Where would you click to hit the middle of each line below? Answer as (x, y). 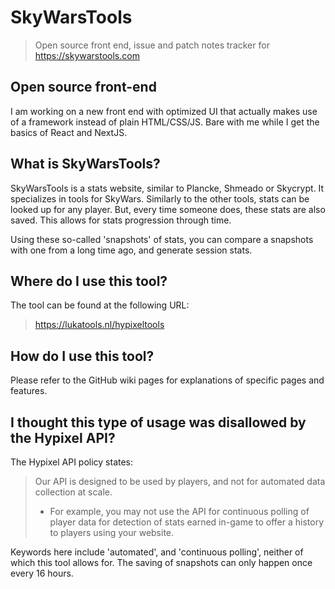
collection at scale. (73, 492)
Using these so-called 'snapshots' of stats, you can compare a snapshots (162, 239)
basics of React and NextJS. (69, 132)
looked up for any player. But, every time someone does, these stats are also (168, 209)
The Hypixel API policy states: (72, 462)
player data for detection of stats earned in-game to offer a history (187, 522)
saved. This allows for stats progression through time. (121, 220)
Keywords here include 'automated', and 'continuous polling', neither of (157, 552)
